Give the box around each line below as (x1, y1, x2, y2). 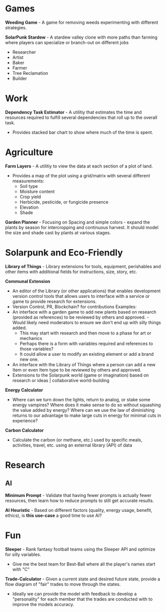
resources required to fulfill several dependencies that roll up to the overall (5, 114, 158, 120)
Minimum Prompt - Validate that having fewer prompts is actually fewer (5, 492, 152, 498)
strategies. (5, 24, 27, 30)
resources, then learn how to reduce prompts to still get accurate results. (5, 498, 154, 503)
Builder (12, 75, 27, 81)
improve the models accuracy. (12, 601, 74, 607)
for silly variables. (5, 551, 41, 557)
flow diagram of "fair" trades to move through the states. (5, 581, 121, 587)
